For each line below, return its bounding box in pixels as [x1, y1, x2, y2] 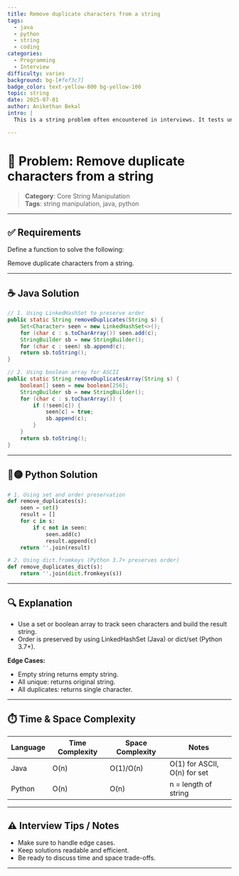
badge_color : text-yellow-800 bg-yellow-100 [7, 83, 142, 90]
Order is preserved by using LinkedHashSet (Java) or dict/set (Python [17, 634, 223, 643]
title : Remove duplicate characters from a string [7, 10, 161, 18]
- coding [14, 43, 40, 50]
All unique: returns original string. [17, 677, 116, 686]
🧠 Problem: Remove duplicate [7, 153, 185, 169]
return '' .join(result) [20, 544, 91, 551]
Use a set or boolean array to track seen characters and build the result [17, 619, 228, 628]
